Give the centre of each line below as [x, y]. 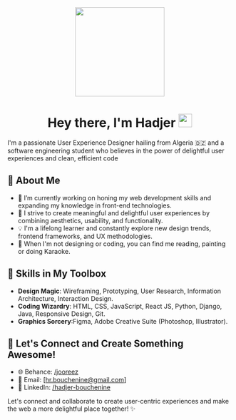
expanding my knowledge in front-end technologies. [95, 205]
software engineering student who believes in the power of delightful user [116, 150]
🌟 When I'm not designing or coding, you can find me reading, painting [122, 244]
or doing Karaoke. [44, 251]
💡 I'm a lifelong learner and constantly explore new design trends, [114, 228]
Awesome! [31, 355]
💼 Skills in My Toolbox [57, 274]
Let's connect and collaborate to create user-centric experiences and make [118, 401]
